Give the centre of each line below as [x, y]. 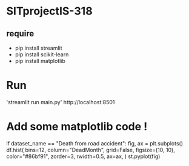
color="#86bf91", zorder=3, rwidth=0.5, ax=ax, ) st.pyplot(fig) [83, 156]
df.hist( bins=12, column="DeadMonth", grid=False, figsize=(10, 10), [91, 150]
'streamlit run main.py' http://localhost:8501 [61, 102]
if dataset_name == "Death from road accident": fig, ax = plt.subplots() [95, 143]
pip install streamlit [38, 48]
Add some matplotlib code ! [77, 127]
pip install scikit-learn [42, 55]
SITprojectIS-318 [49, 11]
